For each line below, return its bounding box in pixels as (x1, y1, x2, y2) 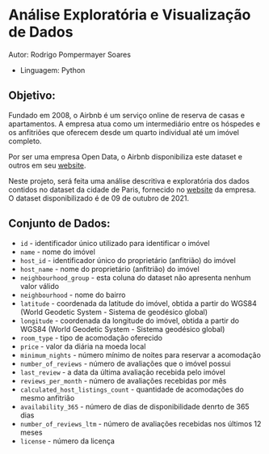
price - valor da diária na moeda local (19, 342, 146, 351)
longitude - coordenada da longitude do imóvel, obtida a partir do (19, 316, 240, 325)
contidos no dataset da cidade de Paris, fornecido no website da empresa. (8, 185, 257, 194)
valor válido (19, 281, 59, 291)
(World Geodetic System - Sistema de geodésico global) (19, 307, 208, 316)
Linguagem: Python (19, 65, 86, 74)
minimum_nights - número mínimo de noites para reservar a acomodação (19, 350, 261, 359)
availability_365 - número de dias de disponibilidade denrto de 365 (19, 401, 250, 411)
